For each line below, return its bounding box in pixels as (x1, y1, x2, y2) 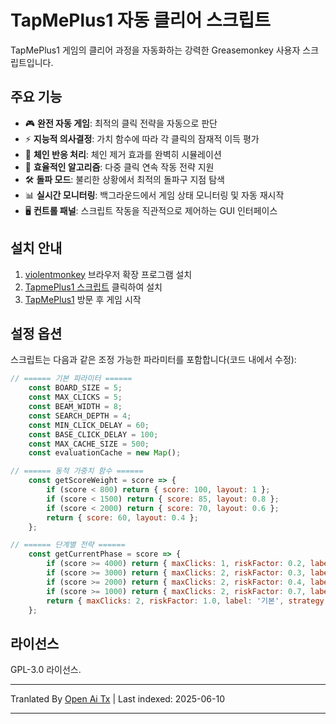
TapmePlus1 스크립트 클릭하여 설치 (24, 281, 163, 293)
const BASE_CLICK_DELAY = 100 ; (28, 429, 159, 440)
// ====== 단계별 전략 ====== (10, 540, 126, 550)
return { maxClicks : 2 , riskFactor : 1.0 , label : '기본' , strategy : (46, 596, 329, 606)
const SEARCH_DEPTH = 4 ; (28, 411, 132, 421)
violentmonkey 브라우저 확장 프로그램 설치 (24, 268, 193, 280)
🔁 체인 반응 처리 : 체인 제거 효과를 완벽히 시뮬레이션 (24, 148, 222, 160)
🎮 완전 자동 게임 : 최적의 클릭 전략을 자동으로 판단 (24, 117, 218, 129)
